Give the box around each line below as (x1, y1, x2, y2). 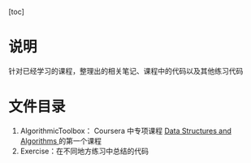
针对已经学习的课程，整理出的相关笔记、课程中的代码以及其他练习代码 (8, 66, 244, 75)
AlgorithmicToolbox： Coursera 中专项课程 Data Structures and (19, 126, 232, 135)
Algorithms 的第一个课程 (19, 135, 102, 145)
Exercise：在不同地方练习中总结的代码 (19, 146, 149, 156)
